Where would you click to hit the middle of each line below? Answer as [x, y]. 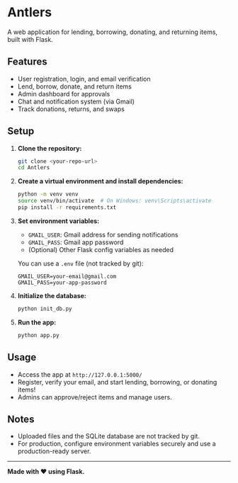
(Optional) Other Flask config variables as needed [101, 249]
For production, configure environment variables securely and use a [117, 444]
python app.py [38, 335]
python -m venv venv [48, 194]
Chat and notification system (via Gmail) [76, 101]
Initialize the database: [52, 295]
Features [27, 62]
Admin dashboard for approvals [64, 93]
